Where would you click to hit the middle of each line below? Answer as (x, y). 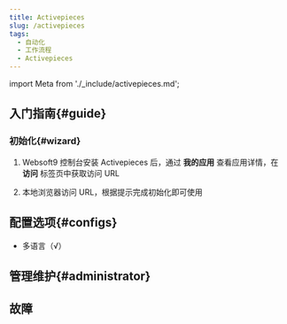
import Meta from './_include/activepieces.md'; (94, 84)
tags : (19, 34)
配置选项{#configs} (63, 223)
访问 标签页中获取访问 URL (71, 173)
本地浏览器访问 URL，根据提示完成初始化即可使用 (112, 192)
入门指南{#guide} (58, 114)
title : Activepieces (47, 17)
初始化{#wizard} (45, 141)
